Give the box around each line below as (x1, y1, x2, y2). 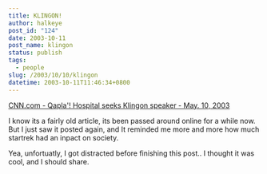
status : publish (8, 49, 62, 57)
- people (15, 64, 45, 72)
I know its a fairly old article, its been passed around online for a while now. (8, 116, 256, 125)
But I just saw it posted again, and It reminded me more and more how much (8, 125, 260, 134)
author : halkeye (8, 19, 62, 27)
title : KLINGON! (8, 11, 62, 20)
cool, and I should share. (8, 156, 90, 166)
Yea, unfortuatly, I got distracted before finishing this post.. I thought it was (8, 148, 254, 158)
